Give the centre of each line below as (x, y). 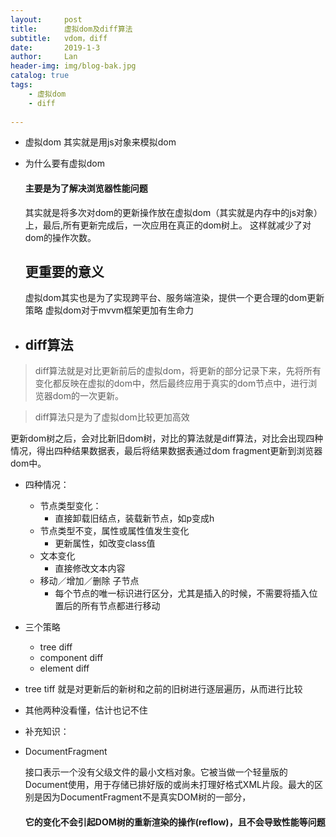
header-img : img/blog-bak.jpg (73, 66)
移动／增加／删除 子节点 (89, 581)
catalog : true (40, 76)
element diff (64, 668)
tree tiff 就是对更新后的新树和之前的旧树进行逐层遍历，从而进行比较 (163, 689)
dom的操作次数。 (60, 237)
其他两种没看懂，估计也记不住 (86, 710)
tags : (21, 85)
